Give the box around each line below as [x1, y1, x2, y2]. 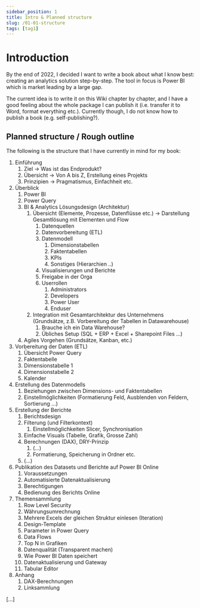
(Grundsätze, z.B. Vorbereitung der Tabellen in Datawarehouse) [32, 318, 189, 324]
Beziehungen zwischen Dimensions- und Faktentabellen [23, 388, 162, 394]
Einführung [14, 159, 43, 166]
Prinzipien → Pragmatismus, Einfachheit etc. [23, 178, 133, 185]
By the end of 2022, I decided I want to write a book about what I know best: [6, 71, 195, 78]
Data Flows [23, 533, 52, 541]
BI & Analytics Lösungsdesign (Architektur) [23, 204, 130, 210]
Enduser [50, 305, 72, 312]
